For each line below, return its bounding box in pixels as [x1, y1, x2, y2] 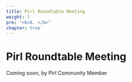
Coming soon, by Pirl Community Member [6, 70, 107, 77]
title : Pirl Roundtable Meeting [6, 8, 85, 15]
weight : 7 [6, 14, 31, 20]
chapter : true [6, 25, 41, 31]
